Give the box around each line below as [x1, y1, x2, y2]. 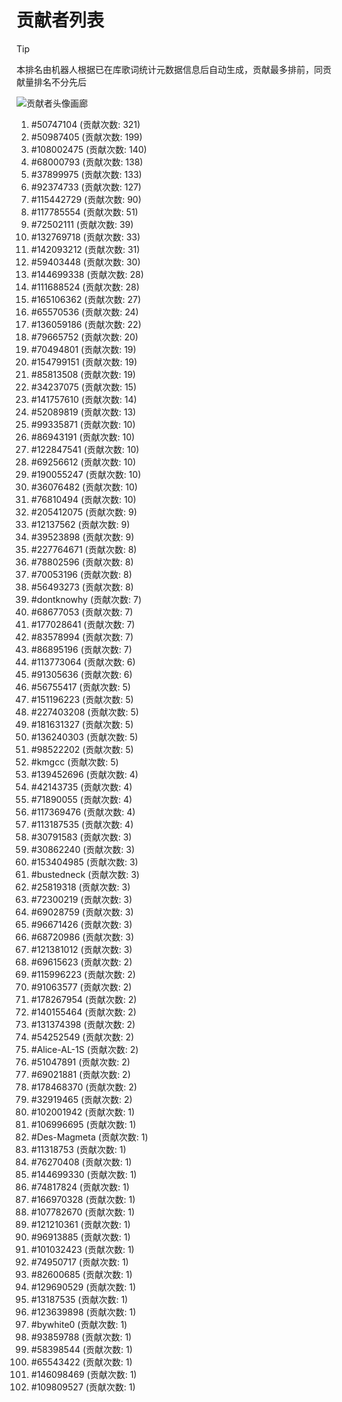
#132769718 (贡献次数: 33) [30, 231, 141, 243]
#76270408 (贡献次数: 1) [30, 1156, 133, 1168]
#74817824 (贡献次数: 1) [30, 1181, 130, 1193]
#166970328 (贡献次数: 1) [30, 1193, 136, 1205]
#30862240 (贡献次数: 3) [30, 843, 135, 855]
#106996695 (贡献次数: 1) [30, 1118, 137, 1130]
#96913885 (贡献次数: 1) [30, 1231, 131, 1243]
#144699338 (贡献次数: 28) [30, 268, 144, 280]
